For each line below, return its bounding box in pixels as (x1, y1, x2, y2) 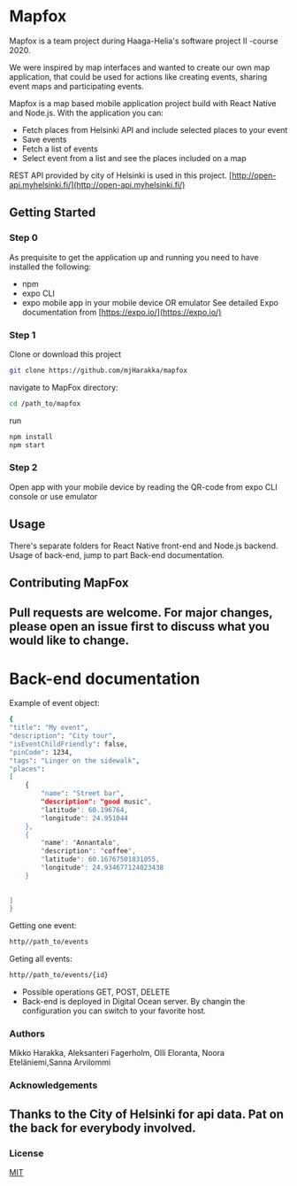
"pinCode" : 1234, (9, 748, 73, 756)
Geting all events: (9, 954, 72, 965)
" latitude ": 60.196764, (41, 805, 128, 814)
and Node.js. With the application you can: (9, 107, 164, 118)
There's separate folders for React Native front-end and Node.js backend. (9, 540, 278, 551)
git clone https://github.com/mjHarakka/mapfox (9, 366, 188, 375)
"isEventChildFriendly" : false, (9, 740, 128, 748)
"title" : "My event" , (9, 724, 89, 733)
